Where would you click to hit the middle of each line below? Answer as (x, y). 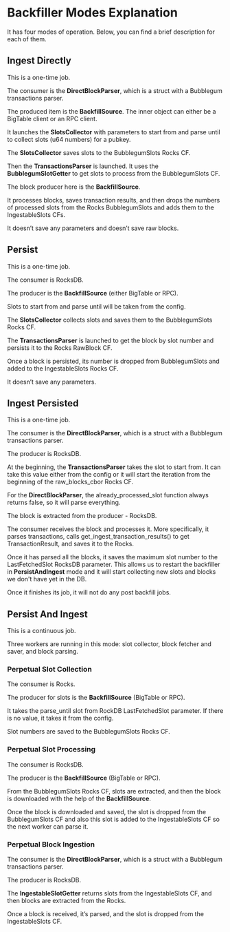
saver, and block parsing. (43, 652)
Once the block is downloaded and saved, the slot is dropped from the (107, 811)
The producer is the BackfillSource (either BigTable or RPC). (93, 293)
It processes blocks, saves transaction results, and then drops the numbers (114, 200)
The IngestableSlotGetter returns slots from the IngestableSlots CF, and (110, 893)
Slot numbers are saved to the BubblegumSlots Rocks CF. (89, 732)
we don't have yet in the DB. (47, 579)
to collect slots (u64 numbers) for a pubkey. (69, 139)
